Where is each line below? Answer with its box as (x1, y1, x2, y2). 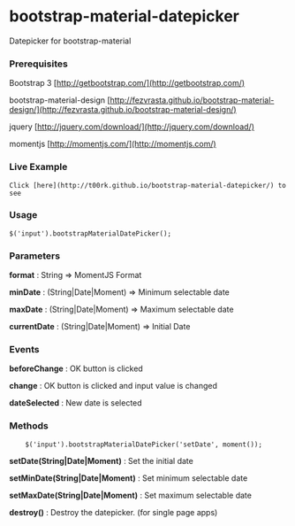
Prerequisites (9, 58, 68, 70)
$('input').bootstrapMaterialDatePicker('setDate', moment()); (25, 440, 263, 449)
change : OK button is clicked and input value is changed (9, 381, 218, 391)
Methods (9, 420, 49, 432)
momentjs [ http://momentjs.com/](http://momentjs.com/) (9, 139, 216, 150)
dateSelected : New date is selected (9, 398, 143, 408)
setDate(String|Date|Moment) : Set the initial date (9, 455, 194, 466)
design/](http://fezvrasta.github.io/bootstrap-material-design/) (9, 104, 237, 115)
